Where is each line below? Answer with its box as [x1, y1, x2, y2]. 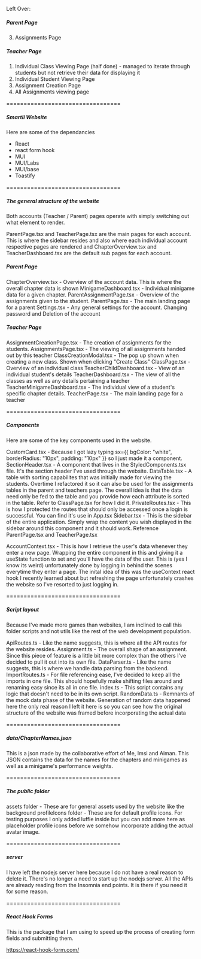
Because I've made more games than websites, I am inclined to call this [6, 621, 182, 628]
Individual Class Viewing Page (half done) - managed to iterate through [14, 62, 190, 69]
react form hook [14, 146, 55, 153]
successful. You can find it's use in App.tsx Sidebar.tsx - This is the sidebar [6, 512, 193, 519]
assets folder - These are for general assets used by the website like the [6, 803, 184, 810]
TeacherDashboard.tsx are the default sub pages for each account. [6, 249, 172, 256]
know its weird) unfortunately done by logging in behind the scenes [6, 561, 172, 568]
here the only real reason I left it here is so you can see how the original [6, 703, 182, 710]
